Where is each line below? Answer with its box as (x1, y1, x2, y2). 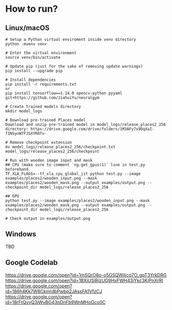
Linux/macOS (5, 24, 50, 32)
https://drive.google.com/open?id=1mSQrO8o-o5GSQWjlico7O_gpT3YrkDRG (5, 272, 167, 278)
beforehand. (5, 167, 31, 172)
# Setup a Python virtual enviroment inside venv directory (5, 37, 137, 42)
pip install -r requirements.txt (5, 82, 77, 87)
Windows (5, 230, 36, 238)
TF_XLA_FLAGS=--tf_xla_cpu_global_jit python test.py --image (5, 171, 141, 176)
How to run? (5, 3, 58, 15)
